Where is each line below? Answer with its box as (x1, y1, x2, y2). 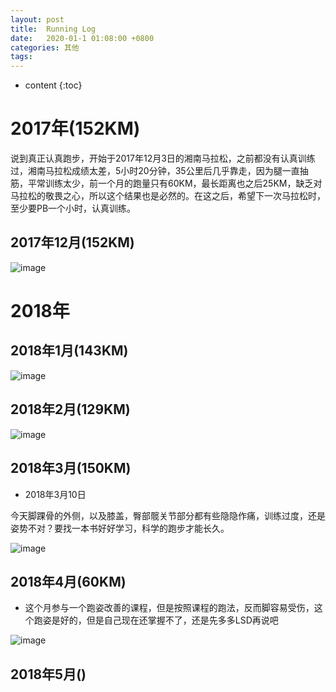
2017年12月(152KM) (10, 234, 135, 251)
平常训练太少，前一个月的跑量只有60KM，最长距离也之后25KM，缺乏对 (27, 177, 323, 190)
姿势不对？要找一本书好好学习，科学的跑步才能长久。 (10, 522, 230, 534)
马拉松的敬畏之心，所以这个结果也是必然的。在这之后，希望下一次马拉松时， (10, 190, 326, 202)
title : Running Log (10, 24, 97, 34)
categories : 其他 (10, 42, 80, 53)
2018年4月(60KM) (10, 573, 127, 590)
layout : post (10, 14, 65, 25)
